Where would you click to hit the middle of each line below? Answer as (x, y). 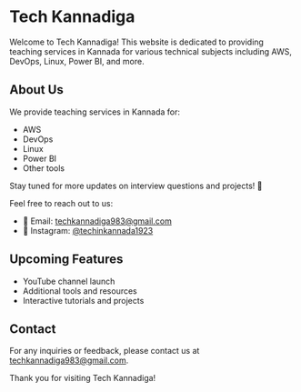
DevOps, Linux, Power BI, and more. (77, 61)
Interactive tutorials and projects (83, 300)
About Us (36, 90)
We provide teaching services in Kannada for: (95, 112)
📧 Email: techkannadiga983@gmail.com (97, 221)
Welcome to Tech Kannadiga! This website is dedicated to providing (136, 42)
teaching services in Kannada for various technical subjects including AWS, (151, 51)
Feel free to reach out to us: (61, 203)
